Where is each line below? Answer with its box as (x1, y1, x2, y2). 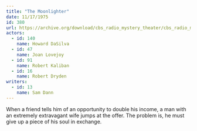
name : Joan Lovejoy (16, 52, 64, 58)
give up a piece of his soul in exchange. (6, 118, 102, 125)
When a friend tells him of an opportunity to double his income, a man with (6, 105, 186, 112)
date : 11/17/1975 (6, 14, 49, 20)
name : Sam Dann (16, 90, 54, 95)
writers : (6, 79, 28, 85)
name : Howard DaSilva (16, 41, 69, 47)
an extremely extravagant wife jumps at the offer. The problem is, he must (6, 112, 185, 119)
